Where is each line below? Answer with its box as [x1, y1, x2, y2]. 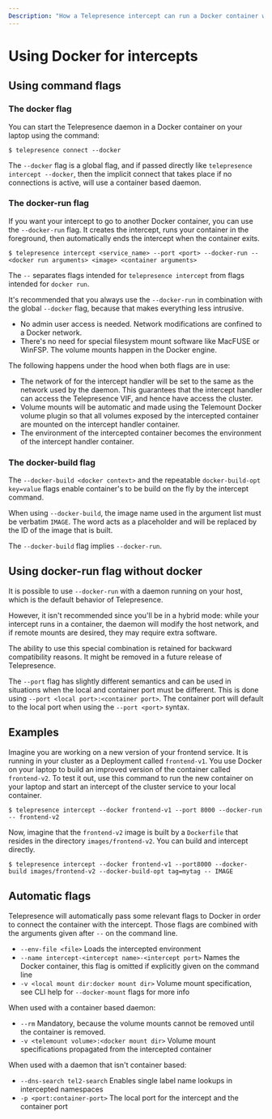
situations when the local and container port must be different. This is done [8, 684, 259, 694]
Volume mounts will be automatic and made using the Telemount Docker [19, 402, 262, 412]
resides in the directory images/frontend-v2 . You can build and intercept [8, 836, 249, 846]
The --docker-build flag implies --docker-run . [8, 541, 163, 551]
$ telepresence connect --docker [8, 146, 121, 154]
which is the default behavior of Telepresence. [8, 594, 164, 604]
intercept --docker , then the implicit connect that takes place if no [8, 169, 232, 178]
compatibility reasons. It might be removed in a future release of [8, 652, 223, 662]
